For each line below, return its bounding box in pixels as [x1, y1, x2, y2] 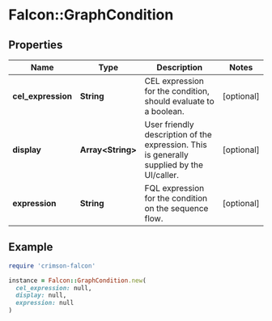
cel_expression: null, [15, 284, 92, 292]
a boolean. [144, 106, 185, 116]
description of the [144, 129, 212, 140]
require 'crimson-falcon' [8, 261, 96, 270]
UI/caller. [144, 170, 180, 180]
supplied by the [144, 159, 204, 171]
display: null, [15, 291, 67, 300]
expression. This [144, 139, 208, 150]
